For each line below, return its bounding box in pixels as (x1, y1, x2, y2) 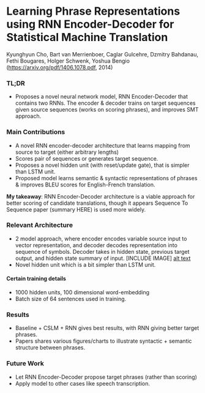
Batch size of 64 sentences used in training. (15, 296, 127, 303)
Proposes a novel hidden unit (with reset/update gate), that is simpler (15, 161, 190, 169)
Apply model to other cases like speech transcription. (15, 380, 151, 387)
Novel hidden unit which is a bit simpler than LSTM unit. (15, 261, 156, 268)
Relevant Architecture (6, 221, 73, 229)
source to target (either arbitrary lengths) (15, 148, 119, 156)
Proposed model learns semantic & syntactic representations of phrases (15, 174, 198, 181)
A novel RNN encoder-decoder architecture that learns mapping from (15, 142, 191, 149)
